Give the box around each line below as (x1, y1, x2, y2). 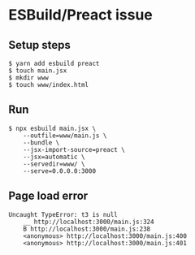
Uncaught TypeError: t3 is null (8, 210, 118, 218)
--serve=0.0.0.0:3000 (23, 166, 96, 175)
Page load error (8, 189, 89, 203)
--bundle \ (23, 138, 60, 147)
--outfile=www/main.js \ (23, 132, 107, 140)
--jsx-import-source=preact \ (23, 145, 126, 153)
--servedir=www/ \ (23, 160, 85, 168)
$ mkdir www (8, 74, 49, 82)
